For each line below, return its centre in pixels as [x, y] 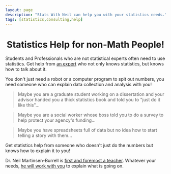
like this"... [28, 105]
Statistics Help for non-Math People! [85, 44]
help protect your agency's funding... [56, 120]
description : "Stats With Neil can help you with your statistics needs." [86, 15]
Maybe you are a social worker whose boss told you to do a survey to [91, 115]
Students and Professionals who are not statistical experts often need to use [85, 58]
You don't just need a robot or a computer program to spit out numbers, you [85, 79]
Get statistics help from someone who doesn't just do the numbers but [79, 146]
